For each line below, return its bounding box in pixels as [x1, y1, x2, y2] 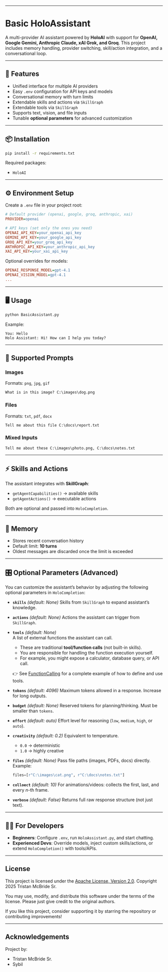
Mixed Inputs [5, 434, 38, 441]
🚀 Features [5, 70, 39, 78]
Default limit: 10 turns [12, 543, 57, 549]
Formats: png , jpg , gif [5, 380, 50, 386]
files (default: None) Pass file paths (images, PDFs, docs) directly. [12, 758, 151, 764]
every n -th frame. [12, 787, 49, 793]
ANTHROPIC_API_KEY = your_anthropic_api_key [5, 244, 95, 249]
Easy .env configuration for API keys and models [12, 88, 113, 94]
